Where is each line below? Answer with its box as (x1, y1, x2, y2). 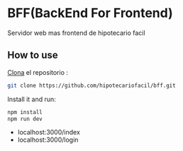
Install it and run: (7, 95, 57, 103)
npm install (7, 108, 43, 115)
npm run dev (7, 115, 43, 123)
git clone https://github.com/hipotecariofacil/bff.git (7, 82, 176, 89)
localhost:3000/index (17, 128, 80, 137)
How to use (7, 49, 58, 61)
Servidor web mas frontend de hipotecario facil (7, 28, 145, 37)
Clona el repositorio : (7, 68, 69, 76)
